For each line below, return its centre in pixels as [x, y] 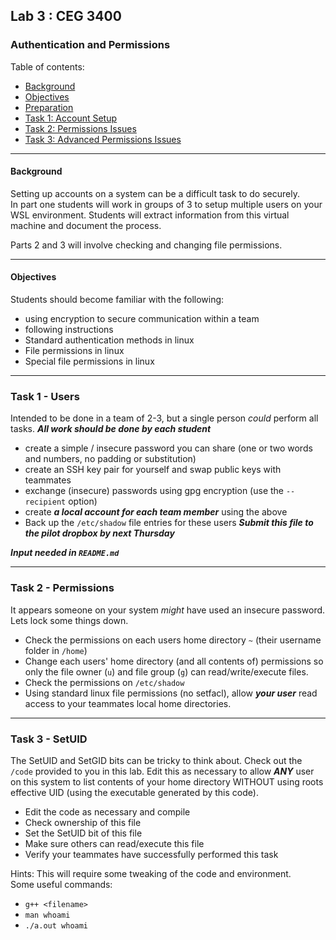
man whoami [47, 915]
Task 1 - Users [45, 397]
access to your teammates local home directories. [128, 703]
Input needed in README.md [65, 553]
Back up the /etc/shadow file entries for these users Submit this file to [169, 523]
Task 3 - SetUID [49, 739]
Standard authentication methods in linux [109, 340]
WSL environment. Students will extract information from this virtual [150, 215]
